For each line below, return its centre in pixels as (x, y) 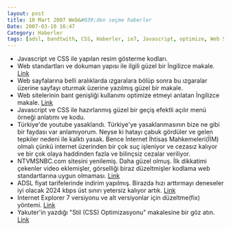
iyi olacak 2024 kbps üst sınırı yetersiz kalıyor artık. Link (96, 191)
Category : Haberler (35, 33)
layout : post (26, 13)
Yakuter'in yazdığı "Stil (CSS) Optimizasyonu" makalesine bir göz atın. (116, 212)
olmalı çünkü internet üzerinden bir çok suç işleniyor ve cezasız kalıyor (117, 147)
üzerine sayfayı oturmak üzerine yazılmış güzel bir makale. (100, 88)
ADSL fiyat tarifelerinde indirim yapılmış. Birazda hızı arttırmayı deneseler (120, 183)
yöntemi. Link (36, 205)
